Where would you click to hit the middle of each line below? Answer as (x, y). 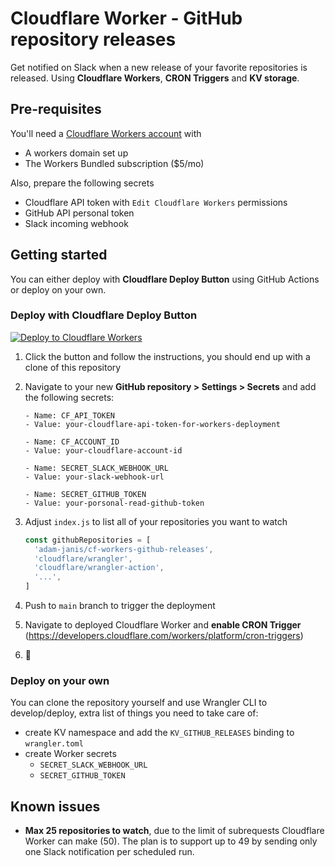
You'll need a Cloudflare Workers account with (106, 133)
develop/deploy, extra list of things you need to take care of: (134, 713)
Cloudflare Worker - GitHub (126, 18)
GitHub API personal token (79, 213)
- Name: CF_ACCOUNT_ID (72, 442)
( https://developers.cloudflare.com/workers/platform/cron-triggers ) (164, 636)
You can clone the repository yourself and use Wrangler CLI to (139, 703)
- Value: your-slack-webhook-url (94, 477)
